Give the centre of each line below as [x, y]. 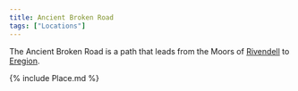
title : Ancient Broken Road [62, 17]
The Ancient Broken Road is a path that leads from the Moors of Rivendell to [149, 51]
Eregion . [25, 61]
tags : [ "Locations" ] [48, 26]
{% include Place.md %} [55, 78]
